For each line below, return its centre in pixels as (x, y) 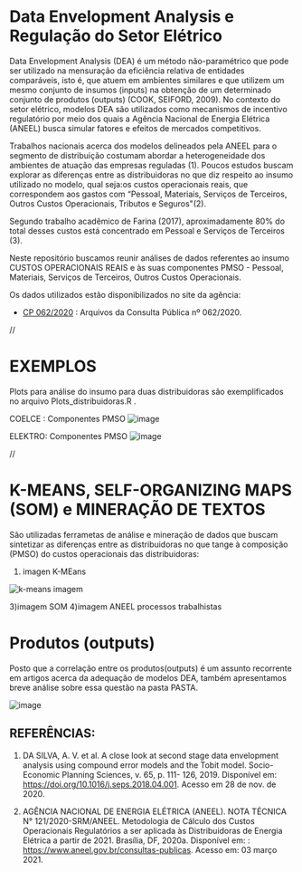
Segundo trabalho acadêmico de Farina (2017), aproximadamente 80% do (147, 221)
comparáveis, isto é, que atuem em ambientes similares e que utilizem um (147, 80)
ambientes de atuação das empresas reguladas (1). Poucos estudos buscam (151, 165)
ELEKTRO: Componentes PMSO (69, 436)
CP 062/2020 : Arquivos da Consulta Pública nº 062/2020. (132, 312)
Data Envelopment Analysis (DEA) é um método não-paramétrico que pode (149, 61)
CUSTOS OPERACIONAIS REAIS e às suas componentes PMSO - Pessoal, (147, 267)
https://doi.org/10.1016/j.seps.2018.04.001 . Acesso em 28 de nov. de (149, 784)
